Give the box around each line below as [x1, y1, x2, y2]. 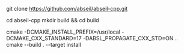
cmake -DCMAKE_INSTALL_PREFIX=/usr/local [6, 28, 120, 35]
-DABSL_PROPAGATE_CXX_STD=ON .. [83, 35, 179, 41]
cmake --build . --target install [6, 41, 81, 48]
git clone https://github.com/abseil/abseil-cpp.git [6, 5, 128, 12]
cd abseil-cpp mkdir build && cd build [6, 17, 99, 23]
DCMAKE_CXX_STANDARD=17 [6, 35, 82, 41]
